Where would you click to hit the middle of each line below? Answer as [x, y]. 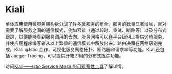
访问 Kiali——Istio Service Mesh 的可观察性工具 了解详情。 [66, 66]
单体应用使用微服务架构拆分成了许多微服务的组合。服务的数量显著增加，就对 [86, 24]
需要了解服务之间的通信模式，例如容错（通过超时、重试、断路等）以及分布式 [86, 30]
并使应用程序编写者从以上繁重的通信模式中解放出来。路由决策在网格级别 [81, 43]
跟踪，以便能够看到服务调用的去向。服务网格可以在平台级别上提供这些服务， [86, 36]
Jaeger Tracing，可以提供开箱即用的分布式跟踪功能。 [67, 55]
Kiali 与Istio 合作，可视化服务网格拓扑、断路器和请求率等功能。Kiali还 [87, 49]
